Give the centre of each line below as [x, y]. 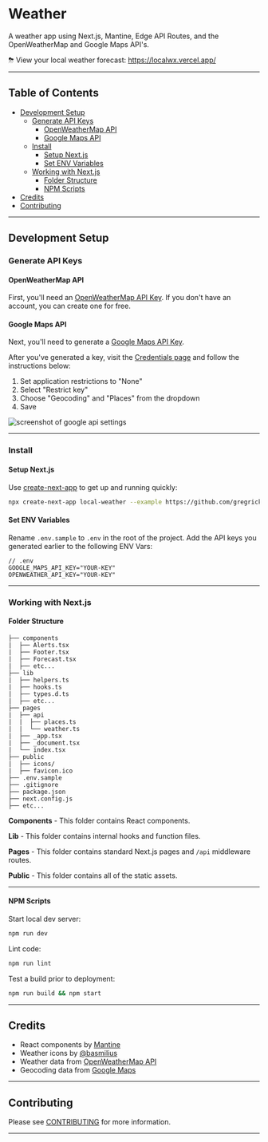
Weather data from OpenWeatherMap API [88, 1061]
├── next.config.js [41, 799]
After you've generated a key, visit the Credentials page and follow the [124, 358]
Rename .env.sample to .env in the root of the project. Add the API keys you [132, 537]
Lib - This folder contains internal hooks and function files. [104, 836]
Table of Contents [54, 93]
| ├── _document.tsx [44, 743]
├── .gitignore [33, 784]
